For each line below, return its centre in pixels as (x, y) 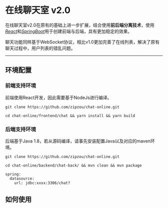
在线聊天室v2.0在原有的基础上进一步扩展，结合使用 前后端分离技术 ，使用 (80, 25)
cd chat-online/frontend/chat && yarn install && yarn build (70, 115)
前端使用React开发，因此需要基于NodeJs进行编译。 (58, 97)
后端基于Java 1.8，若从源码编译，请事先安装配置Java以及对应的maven (78, 141)
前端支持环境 (21, 85)
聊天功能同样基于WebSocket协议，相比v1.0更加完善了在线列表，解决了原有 (82, 42)
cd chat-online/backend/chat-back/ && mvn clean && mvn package (73, 165)
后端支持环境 (21, 129)
